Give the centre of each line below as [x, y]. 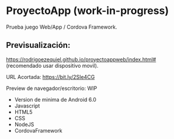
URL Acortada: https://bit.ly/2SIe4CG [51, 77]
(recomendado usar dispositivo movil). [52, 65]
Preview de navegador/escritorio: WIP [52, 88]
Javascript [27, 106]
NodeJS [24, 124]
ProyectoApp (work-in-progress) [88, 11]
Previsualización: [38, 45]
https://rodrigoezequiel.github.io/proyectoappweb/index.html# [81, 59]
